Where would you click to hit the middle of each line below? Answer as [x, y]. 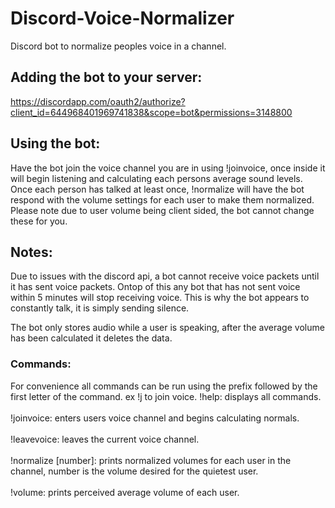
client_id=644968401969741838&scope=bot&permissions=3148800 [151, 112]
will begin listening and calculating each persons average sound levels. [156, 178]
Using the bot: [55, 143]
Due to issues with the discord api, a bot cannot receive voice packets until [165, 276]
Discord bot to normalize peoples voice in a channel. [118, 46]
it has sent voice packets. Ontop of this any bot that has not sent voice [155, 287]
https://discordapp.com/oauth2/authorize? [98, 101]
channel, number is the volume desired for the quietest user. [134, 471]
